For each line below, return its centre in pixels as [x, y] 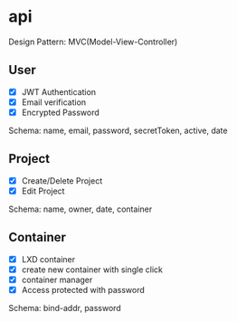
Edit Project [43, 191]
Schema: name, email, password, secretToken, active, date [118, 130]
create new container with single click [92, 270]
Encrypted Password [61, 112]
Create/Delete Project [62, 180]
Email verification [54, 102]
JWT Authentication [59, 91]
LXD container [48, 259]
